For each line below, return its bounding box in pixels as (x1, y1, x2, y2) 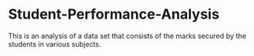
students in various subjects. (8, 39, 101, 48)
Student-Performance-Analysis (8, 5, 220, 23)
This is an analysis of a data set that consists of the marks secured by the (8, 31, 247, 40)
